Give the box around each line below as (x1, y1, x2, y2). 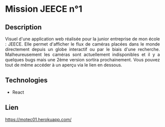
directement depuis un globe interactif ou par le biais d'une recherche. (5, 47, 160, 52)
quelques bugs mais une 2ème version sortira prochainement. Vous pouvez (5, 57, 160, 62)
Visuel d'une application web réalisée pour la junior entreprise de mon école (5, 36, 160, 42)
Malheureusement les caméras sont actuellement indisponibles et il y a (5, 51, 160, 57)
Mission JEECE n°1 (5, 3, 82, 15)
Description (5, 23, 42, 31)
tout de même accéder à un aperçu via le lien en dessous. (5, 62, 122, 68)
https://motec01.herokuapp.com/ (5, 116, 72, 122)
